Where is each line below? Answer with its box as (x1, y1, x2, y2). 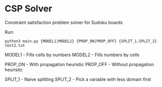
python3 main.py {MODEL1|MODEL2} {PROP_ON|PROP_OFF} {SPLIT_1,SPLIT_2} (4, 38, 157, 44)
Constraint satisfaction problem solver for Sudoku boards (4, 19, 123, 25)
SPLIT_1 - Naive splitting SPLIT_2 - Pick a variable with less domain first (4, 76, 151, 82)
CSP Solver (4, 3, 52, 14)
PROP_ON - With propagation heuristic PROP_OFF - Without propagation (4, 61, 154, 67)
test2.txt (4, 43, 25, 48)
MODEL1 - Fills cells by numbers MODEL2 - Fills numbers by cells (4, 52, 139, 58)
